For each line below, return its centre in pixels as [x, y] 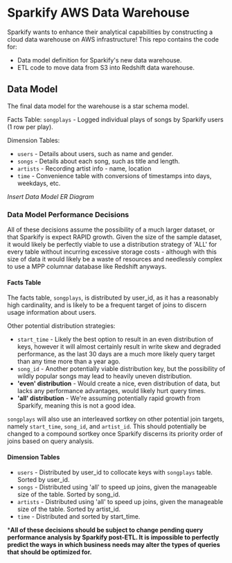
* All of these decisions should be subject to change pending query [105, 530]
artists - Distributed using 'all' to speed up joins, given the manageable [120, 502]
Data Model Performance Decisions [68, 214]
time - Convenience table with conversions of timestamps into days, [114, 175]
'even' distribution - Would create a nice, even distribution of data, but [118, 383]
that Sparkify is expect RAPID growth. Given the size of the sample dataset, [115, 237]
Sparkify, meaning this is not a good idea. [77, 406]
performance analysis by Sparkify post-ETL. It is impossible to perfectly [113, 537]
